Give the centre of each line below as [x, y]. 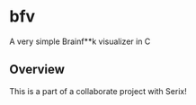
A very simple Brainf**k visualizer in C [80, 41]
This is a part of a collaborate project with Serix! [98, 91]
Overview [37, 70]
